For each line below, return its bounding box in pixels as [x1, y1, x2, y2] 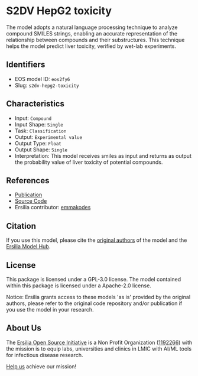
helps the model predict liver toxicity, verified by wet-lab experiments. [6, 43, 176, 50]
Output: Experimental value [14, 133, 83, 140]
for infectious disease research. [6, 351, 84, 358]
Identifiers [6, 60, 46, 70]
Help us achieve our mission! [6, 362, 77, 370]
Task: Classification [14, 127, 67, 134]
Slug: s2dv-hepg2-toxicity [14, 82, 80, 89]
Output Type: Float [14, 140, 62, 147]
